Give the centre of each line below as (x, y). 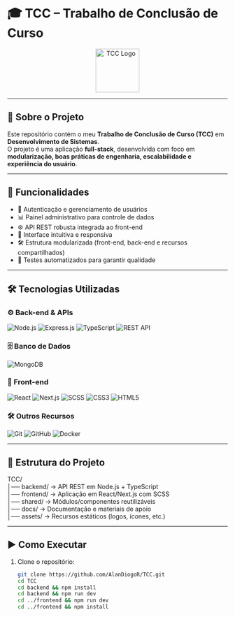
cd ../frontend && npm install (63, 607)
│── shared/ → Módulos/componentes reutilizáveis (81, 501)
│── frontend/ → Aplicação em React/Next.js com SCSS (88, 494)
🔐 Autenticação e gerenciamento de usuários (83, 209)
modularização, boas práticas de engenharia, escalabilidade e (100, 156)
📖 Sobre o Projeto (46, 117)
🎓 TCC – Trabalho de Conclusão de (113, 14)
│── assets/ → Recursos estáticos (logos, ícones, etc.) (86, 516)
